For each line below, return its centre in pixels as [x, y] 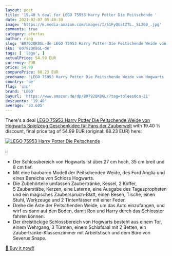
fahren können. [29, 216]
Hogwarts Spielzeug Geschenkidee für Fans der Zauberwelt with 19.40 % [83, 126]
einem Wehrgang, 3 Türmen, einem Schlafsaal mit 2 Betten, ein [79, 227]
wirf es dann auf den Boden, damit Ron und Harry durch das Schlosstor [88, 211]
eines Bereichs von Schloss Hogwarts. [53, 178]
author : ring [19, 39]
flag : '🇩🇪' [18, 86]
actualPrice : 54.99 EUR [31, 58]
